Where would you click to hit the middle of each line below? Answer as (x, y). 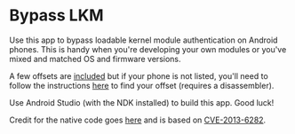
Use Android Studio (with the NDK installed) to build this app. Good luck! (142, 102)
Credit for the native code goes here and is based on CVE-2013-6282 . (138, 120)
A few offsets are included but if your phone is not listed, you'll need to (139, 75)
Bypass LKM (56, 16)
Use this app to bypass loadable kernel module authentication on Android (144, 40)
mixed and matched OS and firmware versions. (95, 59)
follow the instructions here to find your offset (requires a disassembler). (142, 85)
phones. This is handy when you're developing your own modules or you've (148, 49)
